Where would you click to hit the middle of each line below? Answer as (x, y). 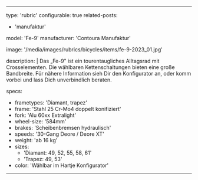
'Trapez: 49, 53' (43, 159)
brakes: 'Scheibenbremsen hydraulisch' (63, 128)
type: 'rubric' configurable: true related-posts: (62, 15)
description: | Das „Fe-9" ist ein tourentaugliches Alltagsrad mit (83, 61)
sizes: (22, 146)
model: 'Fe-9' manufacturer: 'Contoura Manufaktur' (69, 38)
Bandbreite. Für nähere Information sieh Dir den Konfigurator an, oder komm (99, 73)
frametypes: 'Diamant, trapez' (51, 103)
